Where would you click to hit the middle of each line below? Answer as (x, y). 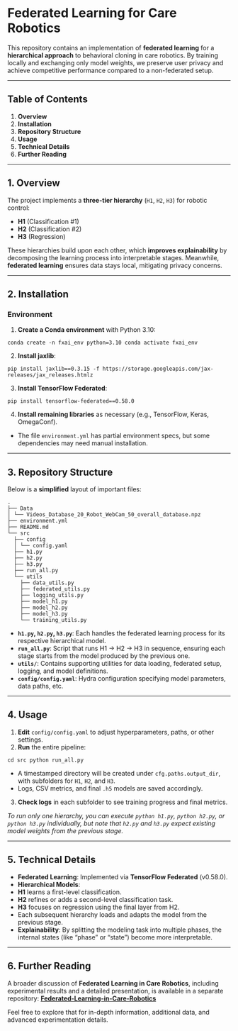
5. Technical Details (52, 860)
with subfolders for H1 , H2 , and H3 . (66, 781)
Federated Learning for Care (92, 13)
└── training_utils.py (53, 620)
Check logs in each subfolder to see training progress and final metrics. (123, 802)
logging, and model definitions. (63, 671)
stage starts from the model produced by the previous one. (104, 656)
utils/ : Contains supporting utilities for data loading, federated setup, (119, 664)
